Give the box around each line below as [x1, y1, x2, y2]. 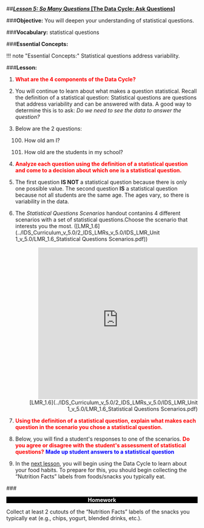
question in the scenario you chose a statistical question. [15, 424, 163, 430]
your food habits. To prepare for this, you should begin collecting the [15, 467, 187, 473]
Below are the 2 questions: [15, 125, 82, 132]
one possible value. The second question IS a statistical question [15, 185, 178, 192]
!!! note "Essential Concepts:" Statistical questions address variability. [6, 52, 180, 59]
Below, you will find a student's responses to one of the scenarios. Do [15, 435, 190, 442]
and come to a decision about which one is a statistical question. [15, 167, 182, 174]
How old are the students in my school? [24, 149, 123, 155]
